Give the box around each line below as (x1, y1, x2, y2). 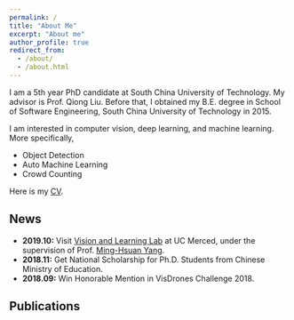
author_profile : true (9, 37, 90, 47)
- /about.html (17, 63, 69, 72)
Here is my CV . (9, 186, 64, 196)
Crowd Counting (21, 168, 83, 179)
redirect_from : (9, 46, 66, 55)
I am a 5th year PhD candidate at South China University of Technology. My (9, 86, 286, 98)
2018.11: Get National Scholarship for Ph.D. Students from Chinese (21, 254, 266, 265)
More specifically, (9, 132, 75, 143)
